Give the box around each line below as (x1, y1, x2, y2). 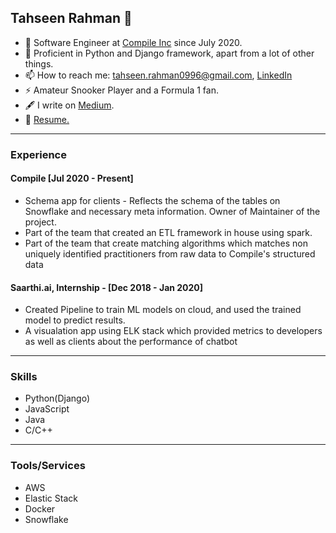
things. (24, 57, 54, 70)
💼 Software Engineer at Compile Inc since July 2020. (24, 36, 243, 48)
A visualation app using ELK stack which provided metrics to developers (24, 325, 323, 337)
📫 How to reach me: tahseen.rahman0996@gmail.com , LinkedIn (24, 69, 293, 81)
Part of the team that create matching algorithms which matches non (24, 237, 308, 249)
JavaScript (24, 403, 70, 415)
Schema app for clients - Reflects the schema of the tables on (24, 194, 281, 206)
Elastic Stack (24, 492, 78, 504)
